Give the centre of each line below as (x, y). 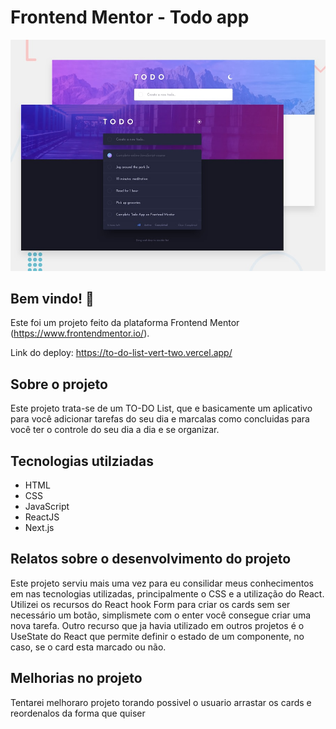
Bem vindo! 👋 (52, 298)
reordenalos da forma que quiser (78, 713)
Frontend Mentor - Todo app (130, 17)
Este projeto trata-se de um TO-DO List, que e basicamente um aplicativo (161, 408)
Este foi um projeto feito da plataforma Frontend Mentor (125, 323)
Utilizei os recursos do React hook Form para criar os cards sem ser (150, 604)
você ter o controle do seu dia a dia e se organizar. (115, 430)
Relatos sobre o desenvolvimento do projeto (151, 559)
